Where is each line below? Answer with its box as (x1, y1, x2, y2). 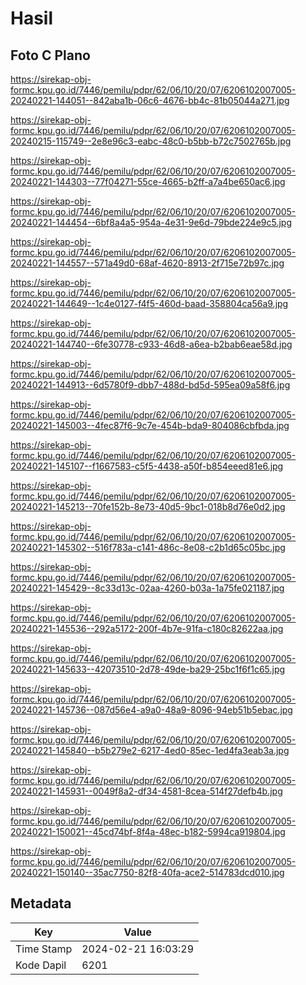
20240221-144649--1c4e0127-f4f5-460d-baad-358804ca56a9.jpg (10, 298, 289, 309)
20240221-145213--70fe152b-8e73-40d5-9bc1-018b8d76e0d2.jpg (10, 501, 286, 512)
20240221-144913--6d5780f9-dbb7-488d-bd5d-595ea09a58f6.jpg (10, 379, 291, 391)
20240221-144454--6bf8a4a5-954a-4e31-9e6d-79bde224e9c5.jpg (10, 217, 293, 228)
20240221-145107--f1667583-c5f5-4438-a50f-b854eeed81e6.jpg (10, 460, 284, 472)
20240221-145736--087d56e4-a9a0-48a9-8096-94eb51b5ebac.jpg (10, 704, 293, 716)
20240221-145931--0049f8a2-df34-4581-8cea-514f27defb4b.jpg (10, 785, 283, 797)
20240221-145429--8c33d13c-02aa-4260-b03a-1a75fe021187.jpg (10, 582, 285, 594)
